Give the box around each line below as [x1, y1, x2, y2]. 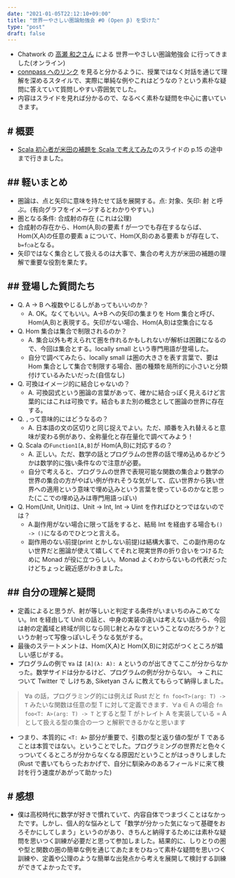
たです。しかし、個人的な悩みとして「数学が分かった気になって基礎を [17, 819, 220, 827]
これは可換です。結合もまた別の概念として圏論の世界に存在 [52, 397, 224, 405]
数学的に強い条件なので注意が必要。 [40, 458, 145, 467]
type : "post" [7, 23, 46, 30]
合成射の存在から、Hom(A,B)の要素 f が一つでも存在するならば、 [17, 223, 206, 231]
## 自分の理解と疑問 [7, 587, 96, 598]
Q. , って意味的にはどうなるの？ [17, 414, 109, 423]
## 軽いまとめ [7, 176, 68, 188]
